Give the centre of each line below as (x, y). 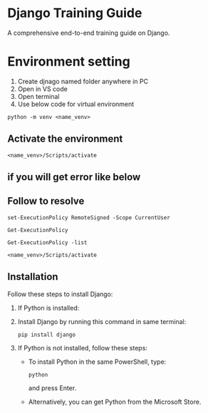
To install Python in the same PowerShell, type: (97, 362)
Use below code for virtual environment (76, 104)
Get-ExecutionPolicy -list (47, 242)
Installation (33, 277)
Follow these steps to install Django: (60, 294)
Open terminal (38, 96)
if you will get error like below (74, 177)
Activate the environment (65, 139)
